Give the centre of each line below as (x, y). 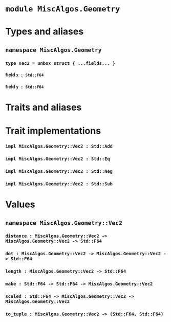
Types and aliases (45, 32)
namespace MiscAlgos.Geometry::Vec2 (64, 223)
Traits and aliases (44, 108)
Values (20, 204)
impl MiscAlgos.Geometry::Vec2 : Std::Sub (59, 184)
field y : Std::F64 (25, 86)
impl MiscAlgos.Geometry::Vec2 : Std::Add (59, 146)
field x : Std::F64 (25, 75)
